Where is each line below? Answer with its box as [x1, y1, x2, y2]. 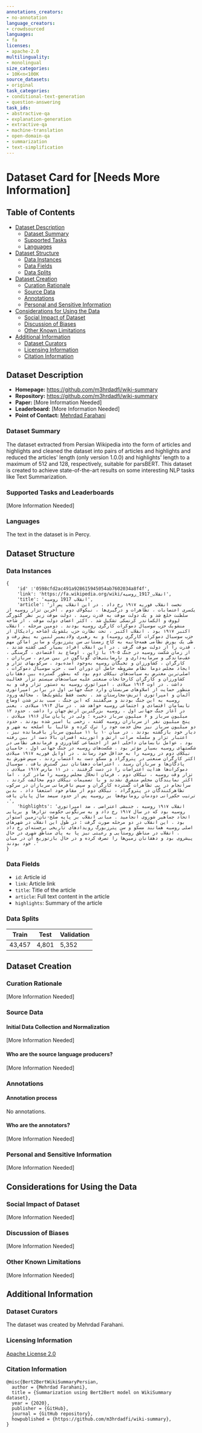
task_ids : [6, 104, 31, 111]
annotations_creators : [6, 8, 64, 15]
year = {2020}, [11, 1400, 50, 1406]
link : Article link [15, 880, 56, 888]
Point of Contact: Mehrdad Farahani [15, 412, 106, 419]
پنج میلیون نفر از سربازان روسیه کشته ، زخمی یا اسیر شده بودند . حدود [6, 718, 191, 725]
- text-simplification [6, 144, 64, 150]
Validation [59, 930, 90, 939]
